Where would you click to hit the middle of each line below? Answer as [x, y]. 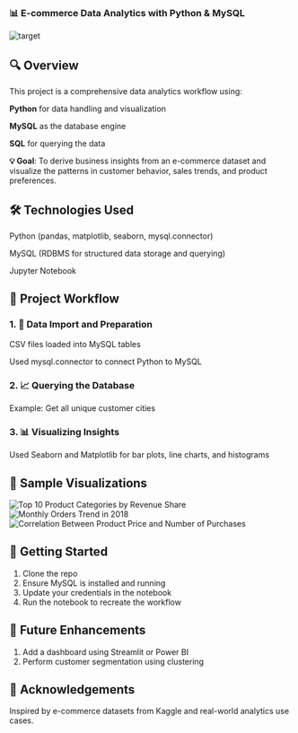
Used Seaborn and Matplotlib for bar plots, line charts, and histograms [140, 455]
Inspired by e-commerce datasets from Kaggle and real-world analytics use [149, 711]
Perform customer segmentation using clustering [113, 661]
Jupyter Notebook [43, 270]
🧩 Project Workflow [64, 299]
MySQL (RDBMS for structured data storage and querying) [118, 253]
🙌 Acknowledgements [72, 689]
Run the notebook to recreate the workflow [102, 602]
